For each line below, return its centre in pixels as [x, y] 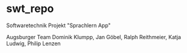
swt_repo [30, 9]
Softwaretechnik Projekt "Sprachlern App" [59, 25]
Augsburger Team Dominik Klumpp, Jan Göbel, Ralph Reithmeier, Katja [94, 37]
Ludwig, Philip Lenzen [34, 43]
